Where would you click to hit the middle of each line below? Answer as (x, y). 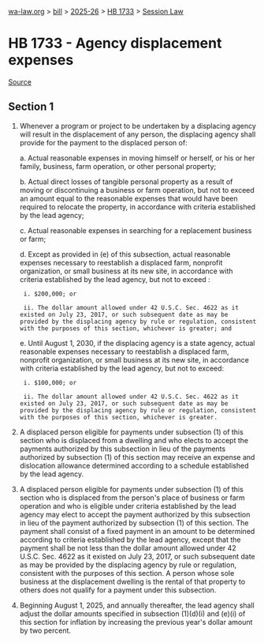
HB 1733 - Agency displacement (115, 43)
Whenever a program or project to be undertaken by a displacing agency (138, 126)
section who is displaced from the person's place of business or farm (132, 498)
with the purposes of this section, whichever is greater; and (126, 328)
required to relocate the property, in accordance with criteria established (138, 207)
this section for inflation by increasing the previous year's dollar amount (136, 622)
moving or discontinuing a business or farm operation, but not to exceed (137, 190)
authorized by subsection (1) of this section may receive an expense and (137, 457)
